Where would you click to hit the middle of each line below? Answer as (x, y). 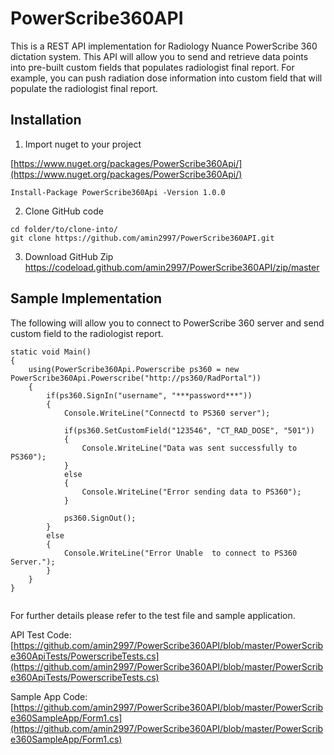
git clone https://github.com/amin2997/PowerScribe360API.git (142, 238)
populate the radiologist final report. (84, 88)
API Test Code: (41, 634)
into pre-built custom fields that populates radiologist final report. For (152, 67)
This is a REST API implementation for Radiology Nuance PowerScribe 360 (164, 46)
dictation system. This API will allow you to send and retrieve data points (159, 56)
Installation (46, 120)
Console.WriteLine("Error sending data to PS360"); (191, 492)
